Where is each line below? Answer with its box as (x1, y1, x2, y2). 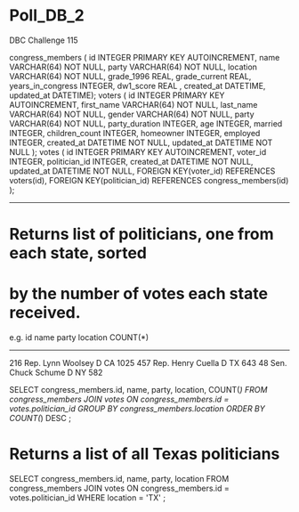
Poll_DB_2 (9, 5, 85, 26)
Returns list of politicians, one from (9, 224, 274, 245)
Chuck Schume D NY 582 (9, 367, 103, 378)
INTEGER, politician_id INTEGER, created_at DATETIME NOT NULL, (9, 156, 254, 167)
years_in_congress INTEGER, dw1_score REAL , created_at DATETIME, (9, 80, 266, 91)
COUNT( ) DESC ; (9, 413, 71, 424)
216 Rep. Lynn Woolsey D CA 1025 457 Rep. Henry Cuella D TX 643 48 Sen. (9, 358, 287, 369)
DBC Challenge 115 (9, 35, 78, 45)
